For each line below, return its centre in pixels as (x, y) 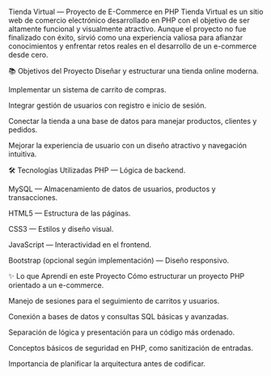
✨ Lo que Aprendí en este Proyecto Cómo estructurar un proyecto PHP (127, 276)
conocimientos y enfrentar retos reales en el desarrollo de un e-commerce (133, 46)
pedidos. (23, 130)
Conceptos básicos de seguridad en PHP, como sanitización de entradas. (131, 348)
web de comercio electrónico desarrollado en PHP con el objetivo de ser (129, 20)
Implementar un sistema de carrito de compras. (88, 90)
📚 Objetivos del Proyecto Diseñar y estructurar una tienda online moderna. (133, 71)
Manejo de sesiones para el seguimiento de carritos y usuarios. (114, 301)
